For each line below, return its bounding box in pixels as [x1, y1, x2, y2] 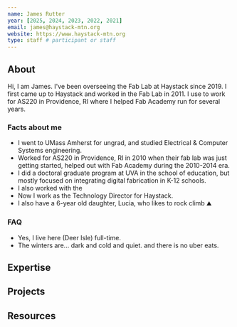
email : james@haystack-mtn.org [7, 23, 100, 31]
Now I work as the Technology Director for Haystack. [17, 191, 174, 200]
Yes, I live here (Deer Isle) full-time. [17, 233, 121, 242]
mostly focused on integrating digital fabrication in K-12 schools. [17, 176, 206, 185]
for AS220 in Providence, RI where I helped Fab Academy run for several [7, 97, 221, 105]
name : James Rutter [7, 10, 65, 18]
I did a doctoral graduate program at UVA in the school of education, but [17, 168, 230, 178]
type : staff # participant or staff [7, 37, 116, 44]
